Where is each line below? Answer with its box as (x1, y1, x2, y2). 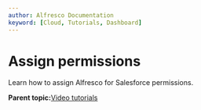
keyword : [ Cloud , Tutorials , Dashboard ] (8, 19, 143, 27)
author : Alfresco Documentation (8, 11, 114, 20)
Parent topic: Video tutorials (8, 93, 98, 102)
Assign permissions (8, 52, 141, 70)
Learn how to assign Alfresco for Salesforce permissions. (8, 78, 194, 87)
